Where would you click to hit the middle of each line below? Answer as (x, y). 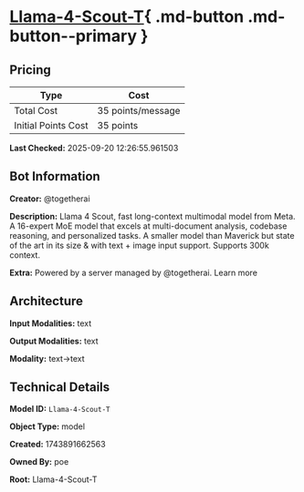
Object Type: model (47, 426)
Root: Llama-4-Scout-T (53, 479)
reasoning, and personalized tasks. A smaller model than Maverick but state (152, 235)
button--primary (73, 36)
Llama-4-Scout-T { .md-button (127, 17)
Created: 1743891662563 (58, 445)
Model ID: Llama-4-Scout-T (60, 409)
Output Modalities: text (54, 341)
